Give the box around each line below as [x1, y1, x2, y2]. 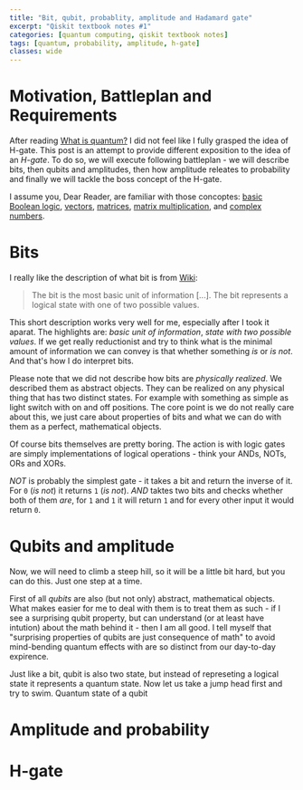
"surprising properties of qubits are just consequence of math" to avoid [9, 631, 276, 642]
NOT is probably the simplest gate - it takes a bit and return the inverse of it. [9, 476, 293, 486]
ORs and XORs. [9, 458, 66, 468]
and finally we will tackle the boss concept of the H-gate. [9, 174, 223, 185]
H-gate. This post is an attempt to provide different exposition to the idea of [9, 145, 291, 156]
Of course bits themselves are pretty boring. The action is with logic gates [9, 438, 286, 449]
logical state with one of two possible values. [31, 300, 200, 310]
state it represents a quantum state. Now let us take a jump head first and [9, 678, 283, 689]
